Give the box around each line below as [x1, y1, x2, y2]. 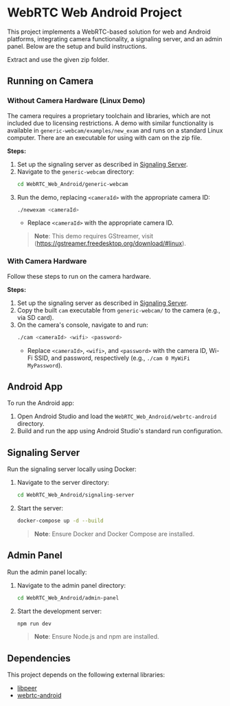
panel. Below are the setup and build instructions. [7, 42, 148, 50]
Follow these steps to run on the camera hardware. [7, 272, 151, 280]
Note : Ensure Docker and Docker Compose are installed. [34, 529, 195, 538]
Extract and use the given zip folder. [7, 55, 110, 63]
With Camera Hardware [7, 256, 87, 266]
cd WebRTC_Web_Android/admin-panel [16, 594, 119, 602]
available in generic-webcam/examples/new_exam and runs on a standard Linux [7, 126, 223, 135]
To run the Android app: [7, 399, 74, 407]
